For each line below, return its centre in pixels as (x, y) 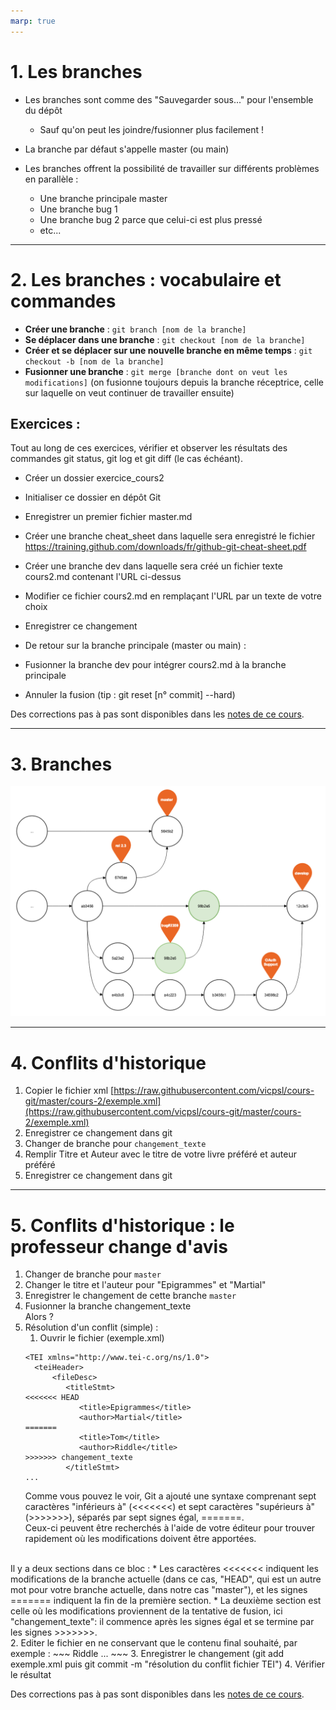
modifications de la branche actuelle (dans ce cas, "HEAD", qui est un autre (166, 1579)
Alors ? (39, 1317)
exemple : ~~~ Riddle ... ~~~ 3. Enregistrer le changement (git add (147, 1654)
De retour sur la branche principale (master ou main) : (135, 646)
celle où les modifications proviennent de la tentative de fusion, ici (146, 1611)
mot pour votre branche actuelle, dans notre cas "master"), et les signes (159, 1590)
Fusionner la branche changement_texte (108, 1306)
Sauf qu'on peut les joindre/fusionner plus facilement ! (152, 129)
